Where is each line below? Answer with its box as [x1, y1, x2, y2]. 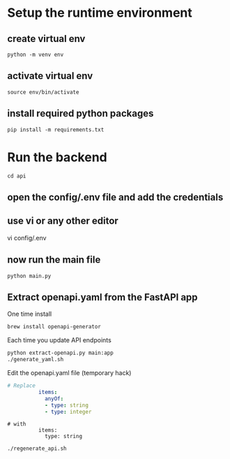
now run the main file [7, 254, 101, 266]
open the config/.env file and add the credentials [7, 191, 224, 203]
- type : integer [44, 408, 92, 415]
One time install [7, 309, 52, 319]
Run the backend [7, 149, 107, 165]
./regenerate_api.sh [7, 445, 68, 452]
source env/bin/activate [7, 89, 79, 96]
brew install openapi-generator [7, 323, 101, 330]
